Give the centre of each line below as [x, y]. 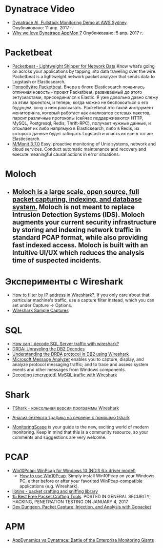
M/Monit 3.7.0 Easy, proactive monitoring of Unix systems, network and [84, 144]
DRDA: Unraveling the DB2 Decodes [48, 349]
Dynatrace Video [40, 9]
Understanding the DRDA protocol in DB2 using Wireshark [71, 354]
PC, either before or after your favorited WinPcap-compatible [81, 481]
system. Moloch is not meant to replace [73, 207]
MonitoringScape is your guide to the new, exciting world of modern [81, 427]
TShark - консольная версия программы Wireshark [66, 408]
